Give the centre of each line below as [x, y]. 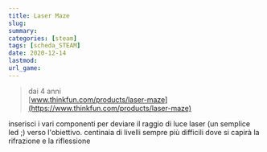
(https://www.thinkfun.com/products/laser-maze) [109, 108]
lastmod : [23, 61]
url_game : [25, 68]
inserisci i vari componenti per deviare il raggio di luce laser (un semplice [129, 123]
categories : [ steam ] [43, 38]
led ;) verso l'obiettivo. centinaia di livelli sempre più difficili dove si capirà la [134, 132]
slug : [17, 23]
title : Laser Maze [39, 16]
